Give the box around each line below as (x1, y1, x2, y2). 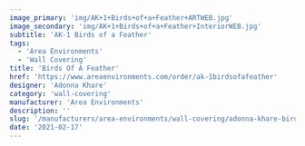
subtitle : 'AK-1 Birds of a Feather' (9, 30, 152, 39)
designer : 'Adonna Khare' (9, 81, 107, 90)
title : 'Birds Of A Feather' (9, 64, 120, 73)
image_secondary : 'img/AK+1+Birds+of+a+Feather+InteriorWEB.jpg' (9, 22, 261, 31)
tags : (9, 38, 30, 48)
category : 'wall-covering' (9, 89, 112, 98)
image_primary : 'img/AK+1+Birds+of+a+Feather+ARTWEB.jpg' (9, 13, 233, 23)
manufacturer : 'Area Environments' (9, 97, 144, 107)
